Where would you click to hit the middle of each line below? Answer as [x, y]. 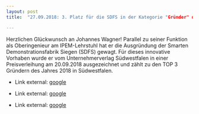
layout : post [22, 12]
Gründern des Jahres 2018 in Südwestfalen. [60, 70]
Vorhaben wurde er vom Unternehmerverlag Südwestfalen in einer [87, 58]
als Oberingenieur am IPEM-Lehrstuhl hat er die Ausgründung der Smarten [97, 45]
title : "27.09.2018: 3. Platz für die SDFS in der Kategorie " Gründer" [98, 17]
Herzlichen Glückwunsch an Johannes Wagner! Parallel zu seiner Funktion [97, 39]
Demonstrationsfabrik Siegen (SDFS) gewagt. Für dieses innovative [88, 51]
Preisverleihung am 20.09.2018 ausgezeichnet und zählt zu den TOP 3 [92, 64]
